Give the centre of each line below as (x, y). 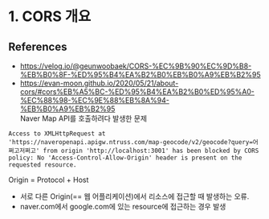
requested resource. (43, 165)
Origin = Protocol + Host (49, 180)
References (38, 46)
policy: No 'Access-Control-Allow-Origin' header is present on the (125, 158)
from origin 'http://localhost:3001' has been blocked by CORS (151, 151)
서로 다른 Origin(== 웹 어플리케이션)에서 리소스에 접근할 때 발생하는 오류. (134, 196)
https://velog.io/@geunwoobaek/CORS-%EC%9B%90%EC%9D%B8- (136, 66)
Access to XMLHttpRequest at (57, 134)
